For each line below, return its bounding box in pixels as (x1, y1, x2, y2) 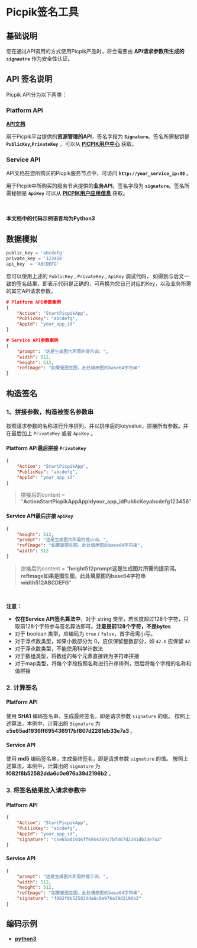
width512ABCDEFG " (20, 579, 72, 586)
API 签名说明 (6, 74, 53, 84)
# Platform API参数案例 (6, 299, 61, 305)
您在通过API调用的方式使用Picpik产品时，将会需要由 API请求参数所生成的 (6, 48, 185, 55)
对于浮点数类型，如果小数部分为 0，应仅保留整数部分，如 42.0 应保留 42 (14, 637, 190, 644)
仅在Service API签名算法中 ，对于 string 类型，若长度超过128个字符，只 (14, 615, 189, 623)
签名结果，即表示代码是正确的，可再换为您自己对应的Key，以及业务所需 (16, 280, 192, 287)
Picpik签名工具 (6, 5, 79, 19)
